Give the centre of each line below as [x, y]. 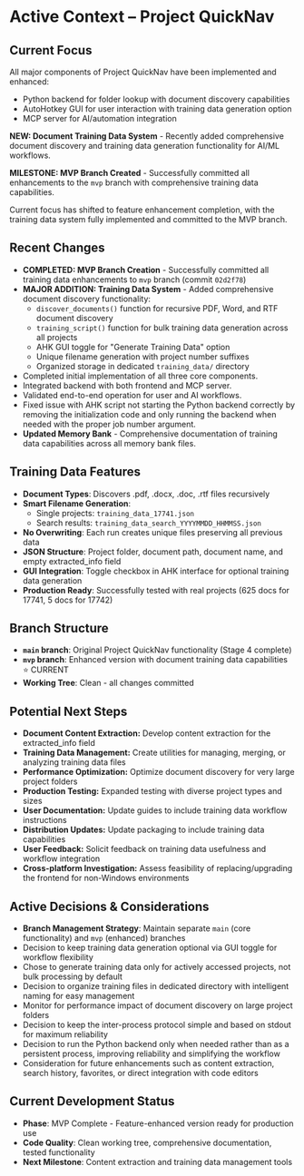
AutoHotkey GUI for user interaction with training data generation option [157, 109]
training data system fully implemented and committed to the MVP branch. [148, 219]
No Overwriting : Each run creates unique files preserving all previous [152, 532]
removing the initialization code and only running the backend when [149, 414]
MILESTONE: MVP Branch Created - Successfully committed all [129, 173]
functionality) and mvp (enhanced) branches [104, 938]
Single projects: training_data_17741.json [115, 513]
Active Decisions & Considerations [109, 906]
